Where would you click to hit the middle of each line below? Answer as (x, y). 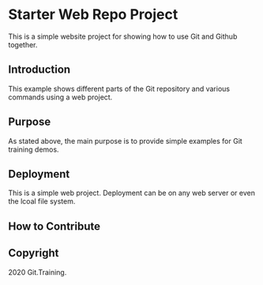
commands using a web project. (60, 97)
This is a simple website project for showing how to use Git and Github (123, 36)
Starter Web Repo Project (93, 15)
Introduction (39, 70)
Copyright (34, 253)
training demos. (34, 149)
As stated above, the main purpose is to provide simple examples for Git (125, 141)
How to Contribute (54, 226)
